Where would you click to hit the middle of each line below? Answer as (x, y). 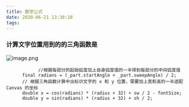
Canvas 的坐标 (22, 88)
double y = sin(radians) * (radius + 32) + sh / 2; (87, 98)
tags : (13, 23)
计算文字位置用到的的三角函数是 (52, 45)
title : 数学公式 (24, 12)
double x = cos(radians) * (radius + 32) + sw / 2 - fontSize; (102, 93)
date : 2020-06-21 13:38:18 (40, 17)
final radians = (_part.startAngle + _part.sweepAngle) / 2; (99, 75)
